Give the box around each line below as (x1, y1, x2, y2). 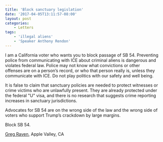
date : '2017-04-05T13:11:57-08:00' (5, 12, 77, 17)
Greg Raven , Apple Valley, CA (5, 131, 64, 137)
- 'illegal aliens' (14, 35, 54, 39)
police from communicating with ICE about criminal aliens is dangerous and (5, 57, 157, 63)
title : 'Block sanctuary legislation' (5, 7, 84, 12)
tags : (5, 30, 16, 35)
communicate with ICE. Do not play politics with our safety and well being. (5, 72, 154, 78)
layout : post (5, 16, 32, 21)
